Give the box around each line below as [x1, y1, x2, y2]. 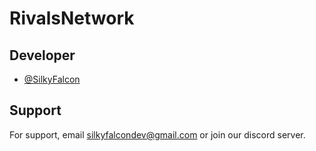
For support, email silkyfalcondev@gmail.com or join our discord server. [9, 128, 306, 141]
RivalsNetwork [9, 7, 135, 30]
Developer [9, 47, 76, 64]
